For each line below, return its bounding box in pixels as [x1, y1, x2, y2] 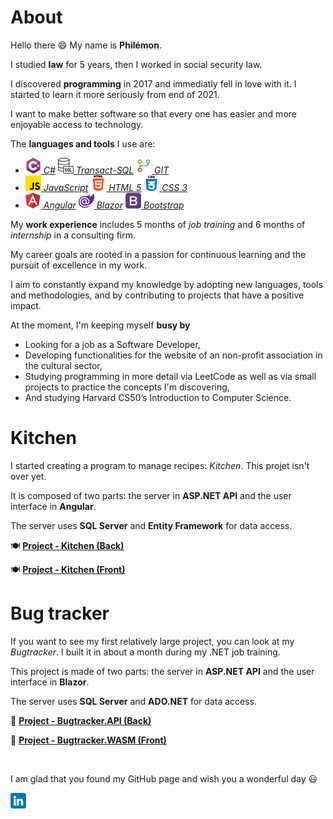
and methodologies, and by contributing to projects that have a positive [10, 289, 305, 301]
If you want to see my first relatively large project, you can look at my [10, 635, 295, 647]
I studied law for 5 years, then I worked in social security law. [10, 58, 263, 70]
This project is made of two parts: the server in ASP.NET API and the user [10, 665, 315, 677]
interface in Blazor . [10, 676, 90, 688]
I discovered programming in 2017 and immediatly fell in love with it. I [10, 77, 297, 90]
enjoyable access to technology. [10, 118, 144, 130]
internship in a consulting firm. [10, 229, 136, 241]
